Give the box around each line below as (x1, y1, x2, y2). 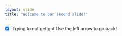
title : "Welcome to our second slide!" (5, 12, 88, 17)
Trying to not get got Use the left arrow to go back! (12, 25, 117, 31)
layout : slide (5, 7, 35, 12)
